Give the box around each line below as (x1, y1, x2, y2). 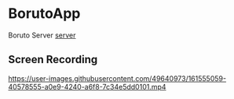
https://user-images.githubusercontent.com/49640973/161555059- (8, 73, 226, 83)
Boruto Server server (8, 30, 76, 40)
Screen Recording (8, 53, 98, 66)
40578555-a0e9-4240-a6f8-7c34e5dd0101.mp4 (8, 82, 166, 91)
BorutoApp (8, 5, 81, 23)
